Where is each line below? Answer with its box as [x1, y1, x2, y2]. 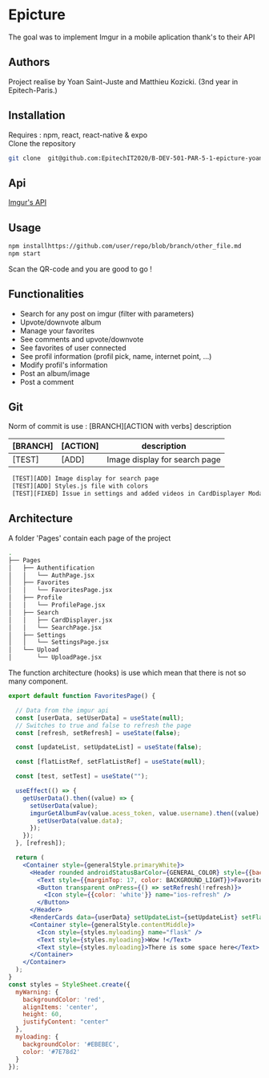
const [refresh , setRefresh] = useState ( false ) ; [15, 729, 181, 737]
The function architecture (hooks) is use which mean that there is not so [8, 668, 247, 677]
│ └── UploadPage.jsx [8, 653, 102, 662]
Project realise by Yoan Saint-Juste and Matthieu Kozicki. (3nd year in [8, 76, 239, 86]
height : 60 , [22, 1011, 62, 1019]
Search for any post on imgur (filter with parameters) [19, 308, 195, 318]
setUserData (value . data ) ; [37, 817, 124, 825]
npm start [8, 249, 42, 258]
